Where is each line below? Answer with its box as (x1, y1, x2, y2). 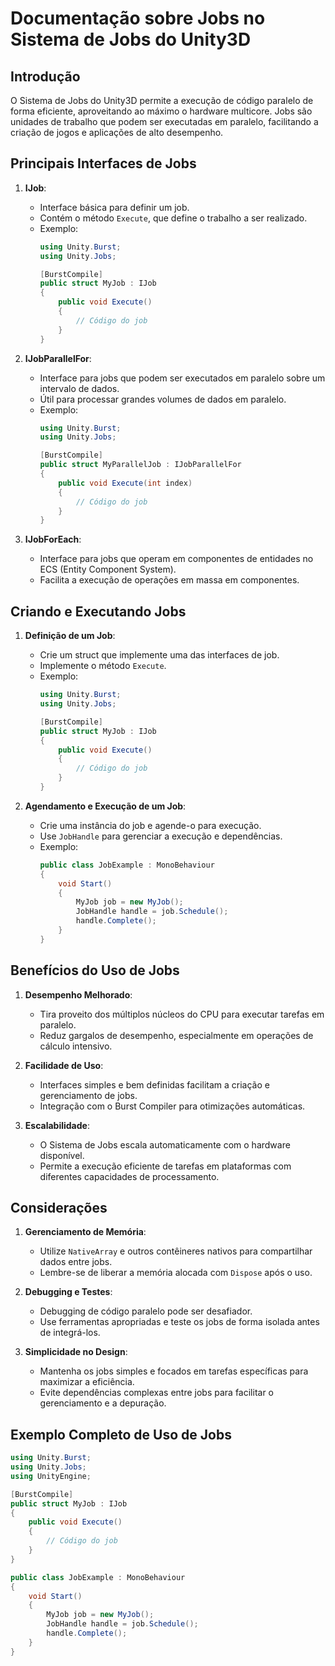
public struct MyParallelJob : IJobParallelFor (39, 460, 242, 470)
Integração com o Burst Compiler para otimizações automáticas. (39, 1100, 306, 1112)
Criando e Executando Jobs (10, 603, 187, 620)
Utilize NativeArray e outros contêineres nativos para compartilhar (39, 1245, 313, 1257)
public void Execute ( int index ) (58, 478, 193, 488)
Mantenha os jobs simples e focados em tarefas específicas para (39, 1365, 309, 1377)
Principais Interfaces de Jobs (10, 155, 197, 172)
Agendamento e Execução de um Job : (24, 800, 187, 812)
